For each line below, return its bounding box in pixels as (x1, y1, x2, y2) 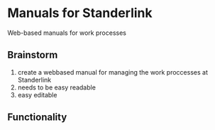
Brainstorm (7, 49, 58, 61)
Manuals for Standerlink (7, 5, 153, 21)
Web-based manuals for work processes (7, 28, 126, 37)
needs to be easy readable (17, 83, 96, 92)
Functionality (7, 112, 67, 124)
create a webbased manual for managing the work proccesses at (17, 67, 208, 76)
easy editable (17, 90, 57, 99)
